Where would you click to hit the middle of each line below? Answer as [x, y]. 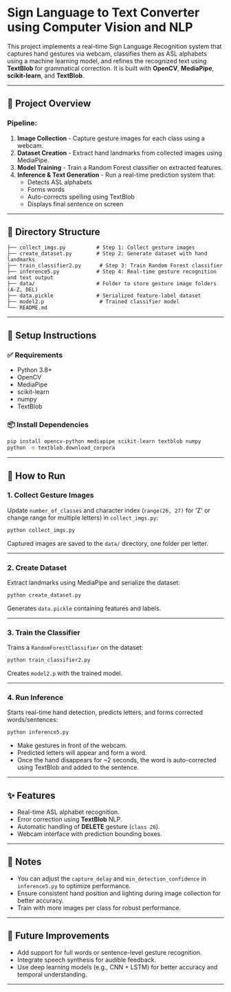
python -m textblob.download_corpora [61, 448]
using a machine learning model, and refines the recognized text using [107, 60]
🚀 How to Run [36, 476]
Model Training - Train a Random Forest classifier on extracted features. [120, 167]
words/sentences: [33, 720]
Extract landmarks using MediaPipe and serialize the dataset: [94, 583]
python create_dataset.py [44, 595]
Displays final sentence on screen [75, 203]
